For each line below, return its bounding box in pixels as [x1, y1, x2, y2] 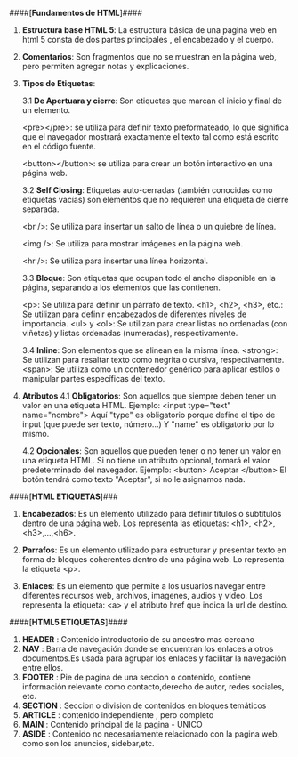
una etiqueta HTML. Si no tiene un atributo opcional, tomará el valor [21, 455, 270, 465]
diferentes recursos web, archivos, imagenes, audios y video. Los [21, 591, 263, 600]
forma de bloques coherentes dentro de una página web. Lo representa [21, 554, 285, 564]
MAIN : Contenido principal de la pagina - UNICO [21, 720, 203, 729]
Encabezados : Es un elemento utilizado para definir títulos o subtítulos [21, 509, 282, 519]
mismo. [21, 429, 50, 439]
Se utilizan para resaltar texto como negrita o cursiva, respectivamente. [21, 355, 285, 365]
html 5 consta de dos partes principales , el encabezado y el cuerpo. [21, 35, 274, 44]
